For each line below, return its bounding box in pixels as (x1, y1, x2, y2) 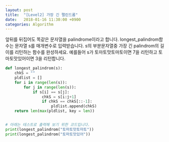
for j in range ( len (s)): (23, 85, 77, 90)
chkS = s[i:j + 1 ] (41, 94, 77, 100)
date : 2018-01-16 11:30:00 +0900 (5, 17, 81, 22)
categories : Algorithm (5, 21, 54, 27)
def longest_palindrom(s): (5, 66, 63, 71)
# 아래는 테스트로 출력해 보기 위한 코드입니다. (5, 122, 90, 127)
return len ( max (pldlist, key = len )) (14, 108, 95, 114)
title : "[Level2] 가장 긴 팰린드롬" (5, 12, 78, 17)
